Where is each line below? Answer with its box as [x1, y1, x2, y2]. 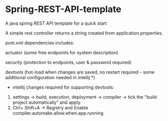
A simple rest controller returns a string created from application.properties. [5, 30, 163, 36]
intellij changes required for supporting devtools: [12, 84, 114, 90]
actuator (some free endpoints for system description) [5, 49, 118, 55]
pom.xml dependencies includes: [5, 39, 74, 46]
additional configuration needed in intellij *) [5, 74, 95, 80]
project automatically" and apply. [12, 99, 82, 105]
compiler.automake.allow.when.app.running [12, 110, 104, 116]
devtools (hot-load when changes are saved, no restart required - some [5, 69, 155, 75]
